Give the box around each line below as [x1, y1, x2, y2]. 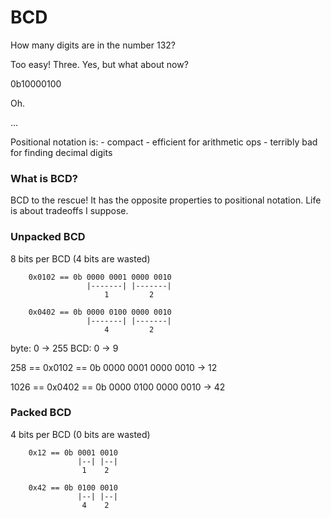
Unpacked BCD [10, 230, 86, 244]
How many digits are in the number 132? [10, 39, 176, 51]
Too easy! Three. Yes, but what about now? [10, 58, 189, 70]
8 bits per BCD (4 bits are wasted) [10, 252, 151, 265]
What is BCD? [10, 171, 78, 185]
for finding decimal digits [10, 146, 113, 158]
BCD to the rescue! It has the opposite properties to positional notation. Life [10, 194, 322, 206]
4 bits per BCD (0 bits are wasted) [10, 428, 151, 440]
